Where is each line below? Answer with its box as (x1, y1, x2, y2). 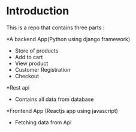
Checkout (14, 72, 40, 79)
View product (14, 60, 49, 67)
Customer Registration (14, 66, 71, 73)
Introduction (6, 4, 69, 18)
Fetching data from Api (14, 118, 72, 126)
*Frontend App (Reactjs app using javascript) (6, 107, 119, 114)
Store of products (14, 47, 59, 54)
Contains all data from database (14, 96, 94, 103)
